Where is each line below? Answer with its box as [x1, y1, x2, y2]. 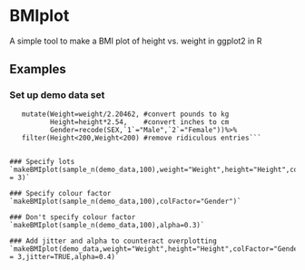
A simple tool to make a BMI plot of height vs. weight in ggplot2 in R [9, 35, 262, 46]
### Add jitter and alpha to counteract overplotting [9, 236, 218, 246]
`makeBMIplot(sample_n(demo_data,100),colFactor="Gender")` [9, 197, 242, 206]
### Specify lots [9, 157, 75, 166]
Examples [9, 62, 66, 77]
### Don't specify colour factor [9, 212, 136, 222]
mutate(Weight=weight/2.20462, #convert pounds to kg [21, 110, 230, 119]
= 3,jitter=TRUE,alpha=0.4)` [9, 252, 120, 261]
